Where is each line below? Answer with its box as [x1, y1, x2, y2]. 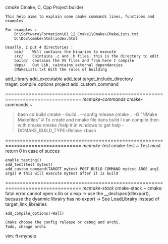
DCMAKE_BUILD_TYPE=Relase [17, 128, 82, 133]
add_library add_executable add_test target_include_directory [5, 76, 133, 82]
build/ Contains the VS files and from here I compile [14, 58, 135, 63]
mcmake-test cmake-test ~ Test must [82, 143, 161, 148]
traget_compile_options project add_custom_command [5, 81, 119, 87]
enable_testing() [5, 158, 42, 163]
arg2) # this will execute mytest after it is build [5, 171, 119, 176]
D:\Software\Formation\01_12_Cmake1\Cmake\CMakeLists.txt [14, 32, 139, 37]
